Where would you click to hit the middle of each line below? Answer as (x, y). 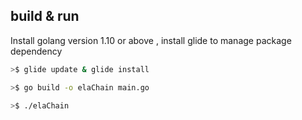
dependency (36, 51)
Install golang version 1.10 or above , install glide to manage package (151, 40)
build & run (45, 16)
